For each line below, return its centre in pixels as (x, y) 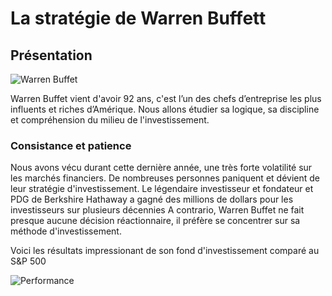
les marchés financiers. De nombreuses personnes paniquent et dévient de (165, 178)
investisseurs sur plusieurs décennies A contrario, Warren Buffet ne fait (157, 210)
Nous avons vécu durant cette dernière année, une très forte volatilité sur (161, 168)
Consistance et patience (71, 145)
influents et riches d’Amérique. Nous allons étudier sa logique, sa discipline (165, 109)
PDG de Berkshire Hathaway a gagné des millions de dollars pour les (152, 199)
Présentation (51, 55)
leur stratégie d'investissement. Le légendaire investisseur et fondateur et (162, 189)
